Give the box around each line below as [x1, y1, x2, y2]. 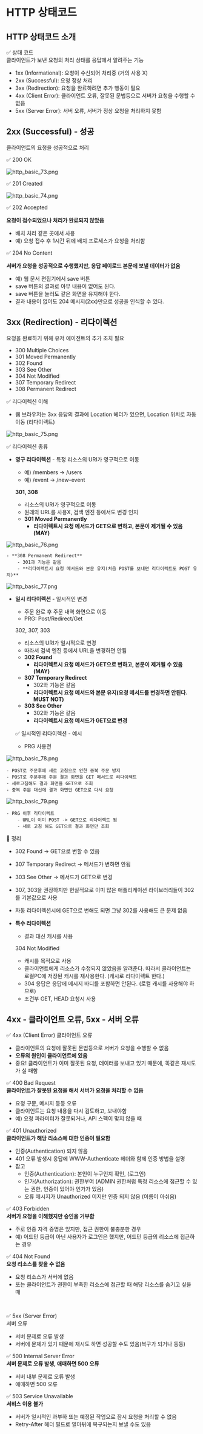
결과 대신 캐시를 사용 [24, 932, 73, 940]
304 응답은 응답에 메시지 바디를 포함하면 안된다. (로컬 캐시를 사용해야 [24, 980, 188, 987]
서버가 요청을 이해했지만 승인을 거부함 [6, 1213, 95, 1220]
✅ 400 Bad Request [6, 1079, 56, 1087]
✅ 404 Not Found [6, 1253, 50, 1260]
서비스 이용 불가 [6, 1400, 44, 1407]
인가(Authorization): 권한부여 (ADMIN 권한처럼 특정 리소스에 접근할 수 [24, 1178, 191, 1185]
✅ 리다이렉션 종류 [6, 443, 48, 450]
